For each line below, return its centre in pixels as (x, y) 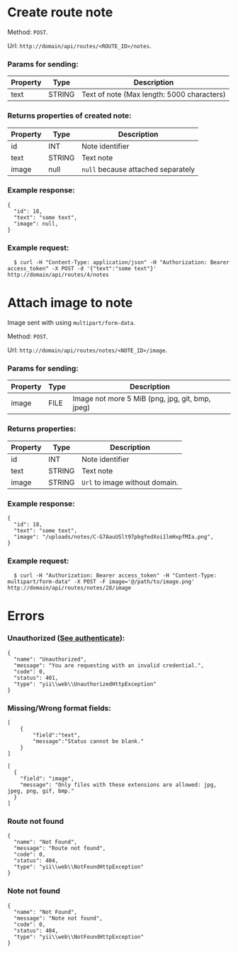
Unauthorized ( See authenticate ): (66, 638)
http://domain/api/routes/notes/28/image (69, 588)
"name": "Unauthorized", (50, 659)
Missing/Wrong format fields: (59, 708)
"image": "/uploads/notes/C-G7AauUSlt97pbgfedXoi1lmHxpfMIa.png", (114, 536)
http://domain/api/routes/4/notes (58, 275)
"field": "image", (47, 779)
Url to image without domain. (130, 482)
